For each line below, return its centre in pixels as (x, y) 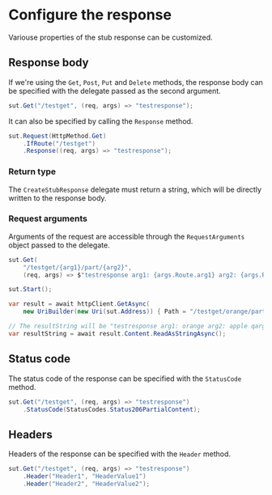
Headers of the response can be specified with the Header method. (120, 454)
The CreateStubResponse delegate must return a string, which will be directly (135, 189)
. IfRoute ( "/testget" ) (59, 143)
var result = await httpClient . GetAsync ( (79, 304)
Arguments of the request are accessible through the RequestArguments (127, 236)
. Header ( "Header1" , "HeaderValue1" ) (85, 476)
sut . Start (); (30, 290)
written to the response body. (57, 198)
